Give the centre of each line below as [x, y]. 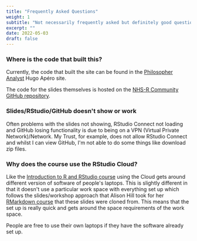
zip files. [16, 149]
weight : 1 [18, 17]
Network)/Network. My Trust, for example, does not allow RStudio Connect [97, 136]
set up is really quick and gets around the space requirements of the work [95, 208]
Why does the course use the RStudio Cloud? [72, 164]
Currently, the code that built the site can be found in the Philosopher [89, 72]
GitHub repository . [28, 96]
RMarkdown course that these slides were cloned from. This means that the [98, 201]
